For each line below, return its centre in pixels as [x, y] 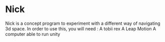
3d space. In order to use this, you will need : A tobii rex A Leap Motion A [81, 28]
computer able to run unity [33, 34]
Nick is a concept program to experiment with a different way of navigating [83, 23]
